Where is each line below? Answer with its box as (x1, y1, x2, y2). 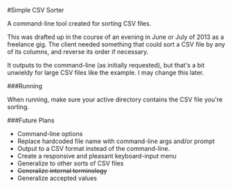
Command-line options (17, 130, 83, 138)
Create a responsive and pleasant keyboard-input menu (17, 152, 177, 160)
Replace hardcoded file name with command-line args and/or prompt (17, 137, 215, 145)
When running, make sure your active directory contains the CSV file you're (7, 95, 223, 104)
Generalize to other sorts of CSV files (17, 159, 124, 167)
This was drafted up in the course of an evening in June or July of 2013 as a (7, 33, 224, 41)
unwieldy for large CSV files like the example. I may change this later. (7, 69, 204, 76)
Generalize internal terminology (17, 167, 107, 174)
